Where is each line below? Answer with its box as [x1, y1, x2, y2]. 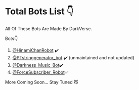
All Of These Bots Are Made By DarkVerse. [5, 25, 93, 32]
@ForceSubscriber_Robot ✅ [12, 69, 69, 75]
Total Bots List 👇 [5, 6, 74, 17]
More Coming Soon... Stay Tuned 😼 [5, 79, 79, 85]
